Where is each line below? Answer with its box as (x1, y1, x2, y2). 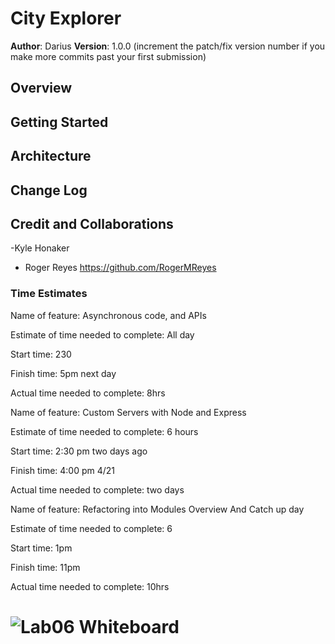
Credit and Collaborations (10, 215, 174, 232)
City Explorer (10, 7, 122, 30)
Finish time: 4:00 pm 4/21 (10, 464, 116, 476)
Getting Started (10, 113, 109, 131)
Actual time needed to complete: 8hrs (10, 387, 166, 399)
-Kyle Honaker (10, 242, 70, 254)
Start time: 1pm (10, 542, 73, 554)
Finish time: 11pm (10, 561, 81, 573)
